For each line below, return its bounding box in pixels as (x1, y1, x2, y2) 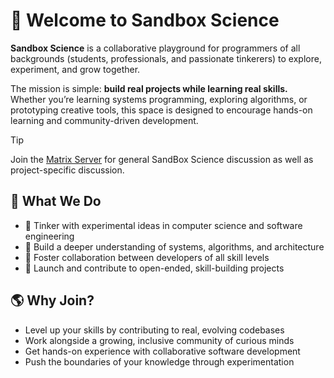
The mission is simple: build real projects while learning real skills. (10, 82, 288, 94)
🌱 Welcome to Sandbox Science (10, 9, 280, 32)
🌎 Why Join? (10, 292, 95, 309)
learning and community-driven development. (10, 114, 199, 126)
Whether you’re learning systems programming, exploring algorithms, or (10, 93, 308, 105)
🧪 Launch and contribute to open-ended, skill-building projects (24, 262, 285, 274)
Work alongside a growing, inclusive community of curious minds (24, 334, 295, 346)
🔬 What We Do (10, 193, 102, 210)
